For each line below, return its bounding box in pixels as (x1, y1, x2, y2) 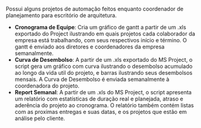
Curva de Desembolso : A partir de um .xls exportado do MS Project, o (14, 56, 193, 63)
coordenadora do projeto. (14, 82, 80, 89)
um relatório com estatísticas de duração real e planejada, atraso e (14, 95, 183, 102)
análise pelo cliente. (14, 115, 66, 122)
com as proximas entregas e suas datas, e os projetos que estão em (14, 108, 188, 115)
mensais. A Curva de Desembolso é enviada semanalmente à (14, 76, 170, 83)
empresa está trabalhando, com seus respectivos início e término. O (14, 37, 188, 43)
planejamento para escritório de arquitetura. (6, 12, 117, 19)
